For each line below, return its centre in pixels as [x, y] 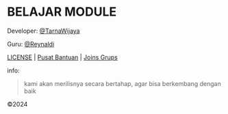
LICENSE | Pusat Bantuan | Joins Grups [62, 57]
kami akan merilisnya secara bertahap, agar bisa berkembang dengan [122, 83]
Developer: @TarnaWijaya [43, 31]
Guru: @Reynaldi [31, 44]
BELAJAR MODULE [62, 12]
